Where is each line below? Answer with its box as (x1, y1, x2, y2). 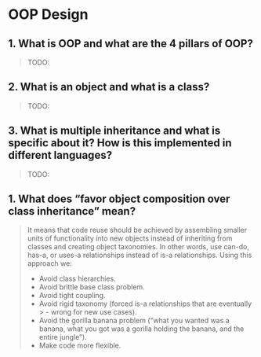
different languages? (8, 149, 112, 162)
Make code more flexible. (38, 340, 121, 351)
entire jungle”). (38, 333, 88, 342)
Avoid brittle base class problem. (38, 282, 145, 292)
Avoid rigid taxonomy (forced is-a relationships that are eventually (38, 299, 252, 308)
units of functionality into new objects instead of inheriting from (27, 234, 233, 243)
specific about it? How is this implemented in (8, 136, 233, 150)
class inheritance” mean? (8, 204, 136, 218)
